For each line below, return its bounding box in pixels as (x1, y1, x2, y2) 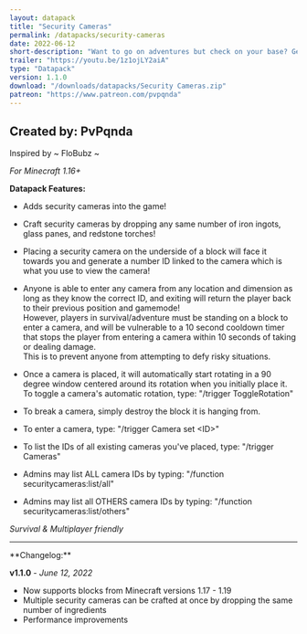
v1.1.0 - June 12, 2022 (9, 567, 93, 578)
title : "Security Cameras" (9, 22, 112, 31)
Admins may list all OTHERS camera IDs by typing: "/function (22, 496, 253, 507)
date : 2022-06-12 (9, 38, 76, 48)
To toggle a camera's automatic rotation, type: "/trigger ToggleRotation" (22, 388, 294, 399)
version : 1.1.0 (9, 73, 68, 82)
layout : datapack (9, 13, 76, 23)
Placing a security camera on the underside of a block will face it (22, 246, 268, 257)
